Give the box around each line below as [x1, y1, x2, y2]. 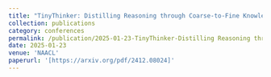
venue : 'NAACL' [8, 49, 60, 57]
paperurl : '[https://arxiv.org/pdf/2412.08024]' [8, 57, 175, 65]
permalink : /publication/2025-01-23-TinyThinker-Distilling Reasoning [8, 34, 251, 43]
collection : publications [8, 19, 95, 27]
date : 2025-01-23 [8, 42, 67, 50]
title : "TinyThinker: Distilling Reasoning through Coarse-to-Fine [8, 11, 240, 20]
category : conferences [8, 26, 85, 34]
